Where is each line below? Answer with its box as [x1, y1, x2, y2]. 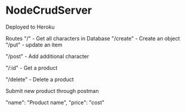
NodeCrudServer [5, 4, 92, 17]
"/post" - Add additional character [5, 52, 89, 60]
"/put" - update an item [5, 41, 63, 48]
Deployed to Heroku [5, 23, 55, 30]
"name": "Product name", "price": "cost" [5, 99, 105, 106]
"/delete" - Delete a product [5, 76, 74, 83]
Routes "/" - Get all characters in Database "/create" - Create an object [5, 35, 180, 42]
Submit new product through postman [5, 87, 99, 94]
